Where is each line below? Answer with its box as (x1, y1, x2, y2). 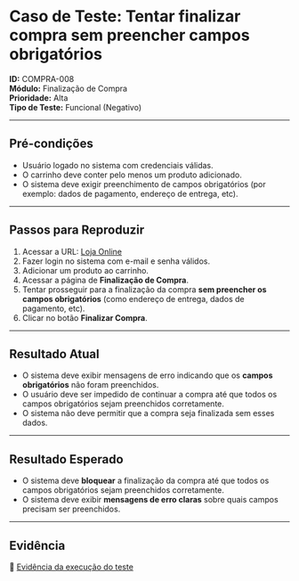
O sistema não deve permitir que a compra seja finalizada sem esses (21, 408, 275, 419)
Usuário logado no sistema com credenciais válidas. (21, 160, 214, 170)
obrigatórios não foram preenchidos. (21, 380, 159, 390)
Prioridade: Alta (9, 92, 69, 103)
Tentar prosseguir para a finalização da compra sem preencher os (21, 283, 267, 295)
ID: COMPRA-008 (9, 73, 75, 84)
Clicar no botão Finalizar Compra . (21, 312, 149, 323)
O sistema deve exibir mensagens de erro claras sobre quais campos (21, 495, 279, 505)
